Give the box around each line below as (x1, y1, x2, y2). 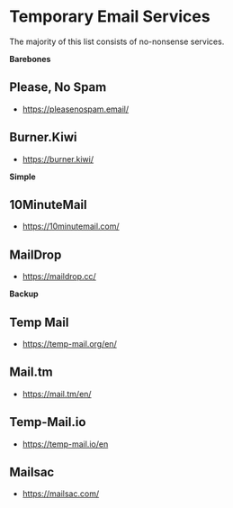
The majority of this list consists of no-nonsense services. (9, 36, 225, 47)
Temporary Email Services (9, 6, 211, 27)
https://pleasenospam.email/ (22, 104, 130, 114)
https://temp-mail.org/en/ (22, 339, 117, 349)
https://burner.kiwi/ (22, 153, 94, 164)
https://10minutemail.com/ (22, 221, 120, 231)
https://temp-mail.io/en (22, 439, 109, 449)
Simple (9, 171, 36, 182)
